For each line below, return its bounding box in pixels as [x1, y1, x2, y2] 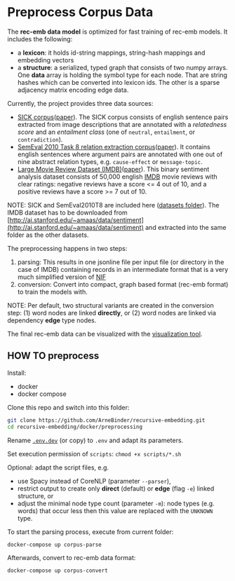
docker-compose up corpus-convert [7, 567, 109, 575]
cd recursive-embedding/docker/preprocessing [7, 423, 142, 430]
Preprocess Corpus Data [7, 4, 154, 20]
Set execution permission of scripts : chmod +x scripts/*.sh [7, 449, 182, 458]
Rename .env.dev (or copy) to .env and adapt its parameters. [7, 436, 184, 444]
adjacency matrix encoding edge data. [17, 86, 129, 94]
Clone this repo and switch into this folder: [7, 403, 130, 411]
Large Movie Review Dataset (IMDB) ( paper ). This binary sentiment [17, 165, 210, 173]
